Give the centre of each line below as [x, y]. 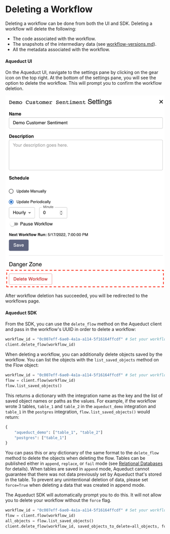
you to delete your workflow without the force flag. [58, 500]
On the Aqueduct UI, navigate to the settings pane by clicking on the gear [82, 73]
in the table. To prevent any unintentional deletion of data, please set [77, 480]
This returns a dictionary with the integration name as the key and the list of [84, 395]
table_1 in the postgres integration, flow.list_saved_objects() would [78, 412]
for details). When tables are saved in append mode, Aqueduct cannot [77, 469]
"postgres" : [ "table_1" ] [40, 438]
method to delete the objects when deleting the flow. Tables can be [75, 458]
